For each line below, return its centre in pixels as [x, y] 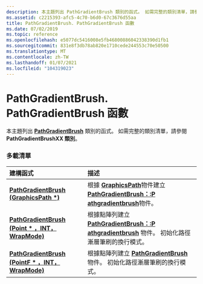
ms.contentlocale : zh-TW [37, 57]
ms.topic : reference [32, 35]
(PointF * [23, 262]
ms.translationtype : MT [36, 52]
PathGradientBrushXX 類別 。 [43, 139]
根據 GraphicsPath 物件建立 [127, 184]
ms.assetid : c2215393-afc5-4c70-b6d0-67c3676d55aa [71, 18]
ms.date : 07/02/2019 [32, 29]
